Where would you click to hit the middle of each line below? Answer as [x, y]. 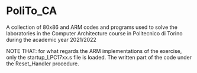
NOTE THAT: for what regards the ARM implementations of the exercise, [94, 51]
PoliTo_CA [32, 11]
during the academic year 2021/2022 [51, 39]
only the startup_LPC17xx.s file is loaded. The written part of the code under [99, 57]
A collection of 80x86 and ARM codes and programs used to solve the [92, 27]
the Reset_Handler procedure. [43, 64]
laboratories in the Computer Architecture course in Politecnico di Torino [94, 33]
